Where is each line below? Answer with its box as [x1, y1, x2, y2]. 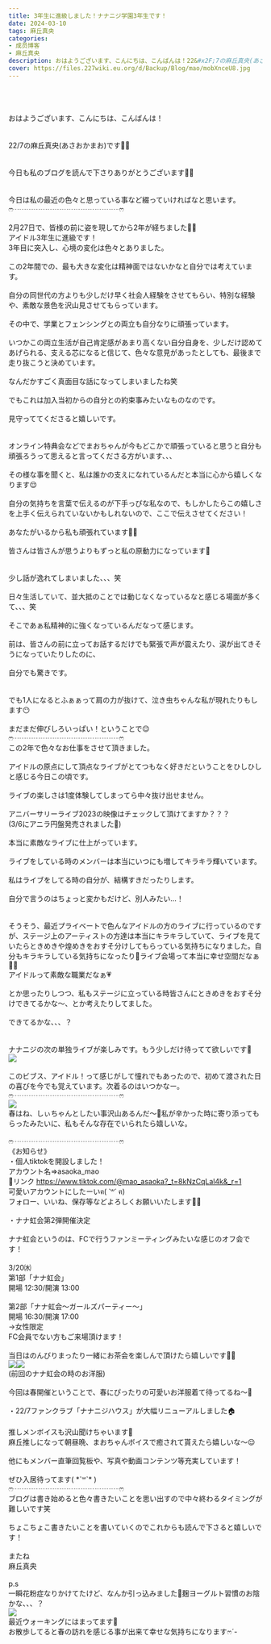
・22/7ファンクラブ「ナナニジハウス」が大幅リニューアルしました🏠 [8, 1405, 236, 1416]
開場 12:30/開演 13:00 [8, 1283, 80, 1292]
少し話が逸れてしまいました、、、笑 [8, 573, 122, 582]
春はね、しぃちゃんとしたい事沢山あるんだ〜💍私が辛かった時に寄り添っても [8, 1108, 260, 1118]
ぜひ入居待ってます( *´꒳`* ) [8, 1474, 97, 1484]
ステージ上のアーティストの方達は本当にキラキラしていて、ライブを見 [22, 931, 254, 941]
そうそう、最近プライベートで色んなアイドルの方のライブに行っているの [8, 920, 248, 930]
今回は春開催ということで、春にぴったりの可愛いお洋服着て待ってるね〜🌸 [8, 1387, 252, 1396]
